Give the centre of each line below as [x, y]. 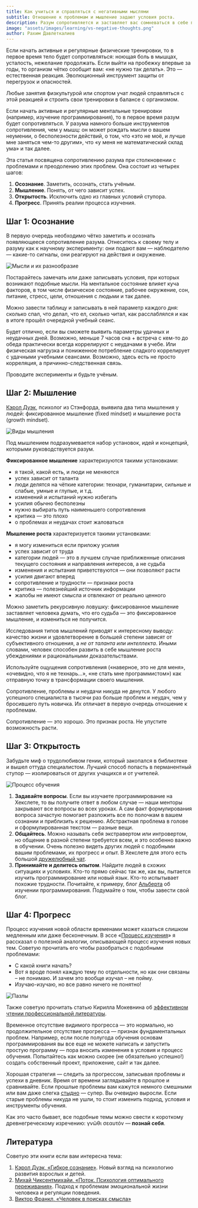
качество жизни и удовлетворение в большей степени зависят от [89, 637]
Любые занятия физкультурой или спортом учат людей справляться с [95, 93]
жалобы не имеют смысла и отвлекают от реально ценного [90, 595]
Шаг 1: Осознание [40, 221]
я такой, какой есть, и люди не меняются [67, 472]
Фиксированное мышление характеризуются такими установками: [92, 460]
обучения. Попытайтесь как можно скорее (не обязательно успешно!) [95, 1056]
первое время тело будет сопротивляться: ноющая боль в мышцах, [92, 57]
